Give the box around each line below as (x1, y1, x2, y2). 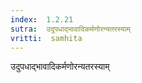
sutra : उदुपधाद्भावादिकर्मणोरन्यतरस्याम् (10, 24, 131, 34)
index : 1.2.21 (10, 14, 74, 25)
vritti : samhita (10, 33, 83, 43)
